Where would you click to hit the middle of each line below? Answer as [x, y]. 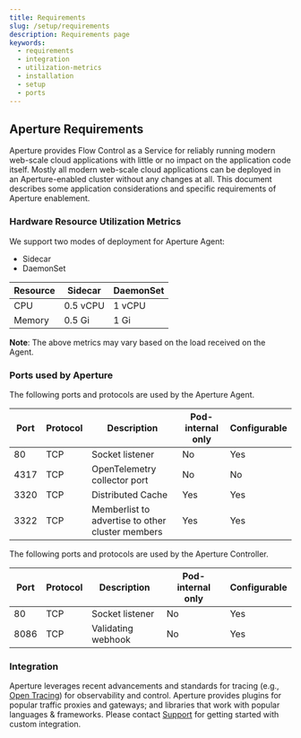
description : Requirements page [69, 34]
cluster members [127, 532]
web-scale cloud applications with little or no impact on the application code [150, 160]
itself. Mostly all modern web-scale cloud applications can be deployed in [145, 170]
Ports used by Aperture [61, 375]
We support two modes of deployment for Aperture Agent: [117, 241]
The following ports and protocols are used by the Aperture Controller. [139, 554]
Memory [31, 320]
